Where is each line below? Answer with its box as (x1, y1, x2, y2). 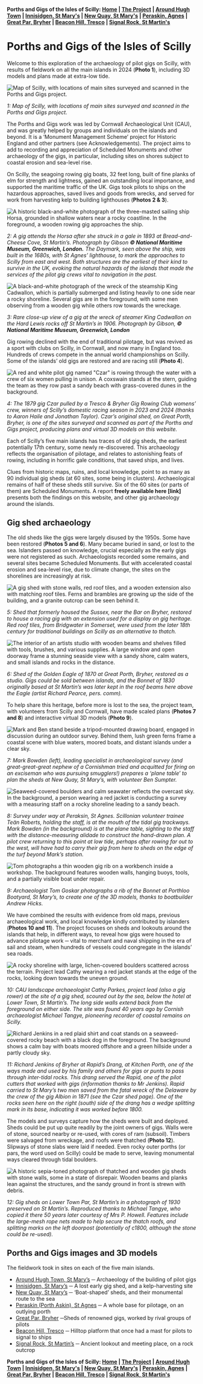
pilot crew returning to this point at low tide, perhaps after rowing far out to (7, 838, 193, 845)
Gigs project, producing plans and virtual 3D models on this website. (7, 426, 178, 433)
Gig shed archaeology (7, 518, 91, 528)
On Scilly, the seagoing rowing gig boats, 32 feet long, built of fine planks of (7, 170, 195, 177)
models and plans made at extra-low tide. (7, 72, 110, 80)
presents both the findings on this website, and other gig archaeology (7, 494, 180, 501)
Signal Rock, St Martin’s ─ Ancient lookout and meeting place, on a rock (15, 1340, 193, 1347)
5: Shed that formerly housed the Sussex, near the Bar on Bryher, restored (7, 608, 192, 616)
